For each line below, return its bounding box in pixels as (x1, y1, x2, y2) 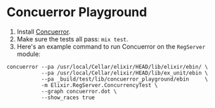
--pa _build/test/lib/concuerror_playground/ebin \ (41, 75, 209, 83)
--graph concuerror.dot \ (41, 88, 117, 95)
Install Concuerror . (16, 27, 71, 36)
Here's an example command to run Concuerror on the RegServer (16, 42, 206, 50)
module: (16, 50, 41, 58)
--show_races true (41, 94, 96, 101)
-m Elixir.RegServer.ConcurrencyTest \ (41, 81, 158, 88)
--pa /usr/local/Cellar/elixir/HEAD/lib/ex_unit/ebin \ (41, 69, 209, 76)
